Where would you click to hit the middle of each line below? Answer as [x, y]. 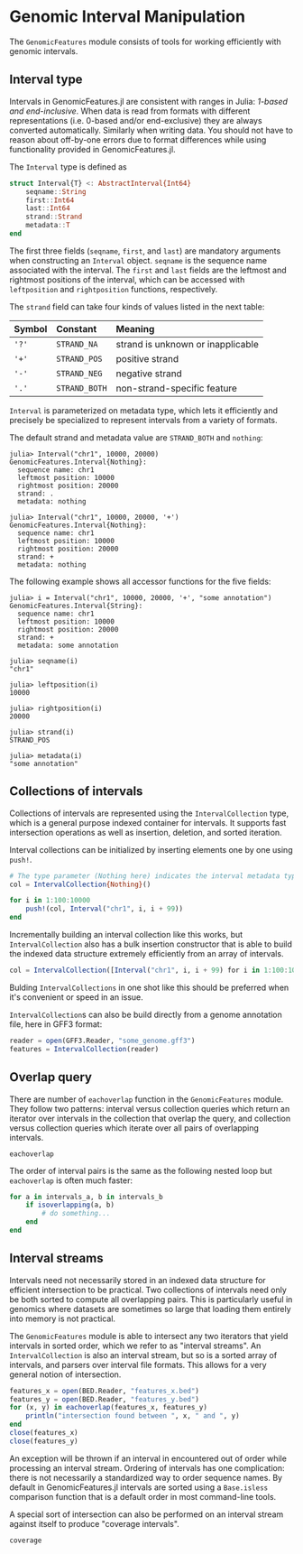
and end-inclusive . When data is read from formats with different [130, 111]
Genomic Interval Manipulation [128, 17]
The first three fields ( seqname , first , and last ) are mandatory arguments [145, 251]
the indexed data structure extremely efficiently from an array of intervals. [147, 954]
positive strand [147, 358]
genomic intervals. [44, 51]
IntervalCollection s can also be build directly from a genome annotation [146, 1014]
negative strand [149, 374]
